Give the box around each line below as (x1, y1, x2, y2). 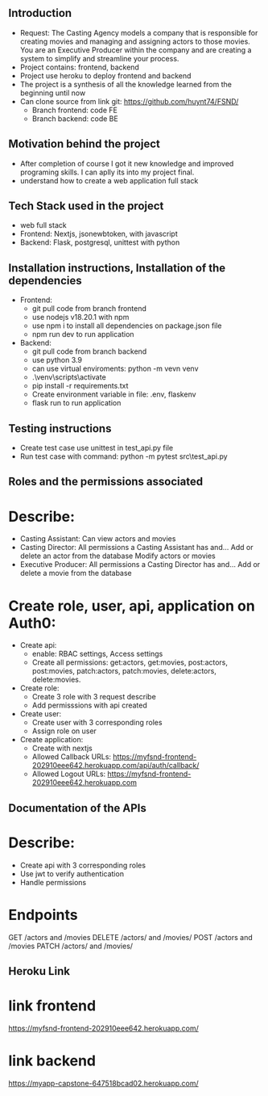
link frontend (8, 997, 97, 1015)
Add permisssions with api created (31, 700, 147, 710)
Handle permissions (19, 877, 87, 887)
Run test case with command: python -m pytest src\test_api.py (19, 451, 228, 461)
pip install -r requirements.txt (31, 381, 129, 391)
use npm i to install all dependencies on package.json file (31, 321, 223, 330)
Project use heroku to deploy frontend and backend (19, 70, 192, 80)
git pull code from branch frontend (31, 304, 147, 313)
